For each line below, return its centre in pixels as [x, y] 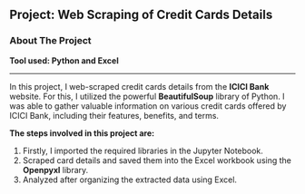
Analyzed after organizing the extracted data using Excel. [130, 179]
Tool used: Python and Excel [64, 60]
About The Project [51, 41]
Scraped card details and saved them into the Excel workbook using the [157, 160]
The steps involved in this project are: [82, 133]
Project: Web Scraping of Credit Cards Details [141, 15]
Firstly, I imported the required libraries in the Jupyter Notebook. [143, 150]
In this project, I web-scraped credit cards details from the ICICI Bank [139, 86]
